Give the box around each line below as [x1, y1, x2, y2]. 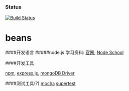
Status [5, 3, 22, 10]
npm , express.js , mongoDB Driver [5, 70, 75, 76]
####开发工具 [5, 60, 34, 66]
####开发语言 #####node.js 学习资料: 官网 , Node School [5, 49, 124, 55]
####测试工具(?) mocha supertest [5, 80, 76, 86]
